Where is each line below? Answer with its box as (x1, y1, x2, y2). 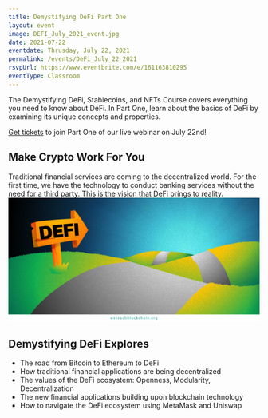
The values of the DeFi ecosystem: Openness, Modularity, (19, 376, 211, 385)
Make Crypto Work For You (8, 150, 145, 164)
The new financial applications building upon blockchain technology (19, 392, 244, 402)
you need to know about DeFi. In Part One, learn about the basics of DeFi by (8, 103, 259, 113)
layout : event (8, 21, 56, 30)
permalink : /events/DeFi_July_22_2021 (8, 55, 137, 63)
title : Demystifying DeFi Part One (8, 13, 127, 21)
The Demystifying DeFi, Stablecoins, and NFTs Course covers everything (8, 94, 249, 104)
